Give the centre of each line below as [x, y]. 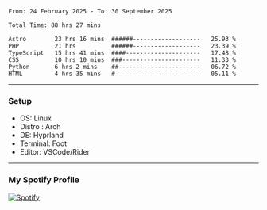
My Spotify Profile [44, 180]
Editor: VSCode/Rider [54, 152]
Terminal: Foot [43, 143]
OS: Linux [35, 118]
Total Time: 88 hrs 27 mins [55, 25]
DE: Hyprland [41, 136]
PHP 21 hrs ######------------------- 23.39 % [122, 46]
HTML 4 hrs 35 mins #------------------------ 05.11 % [122, 74]
